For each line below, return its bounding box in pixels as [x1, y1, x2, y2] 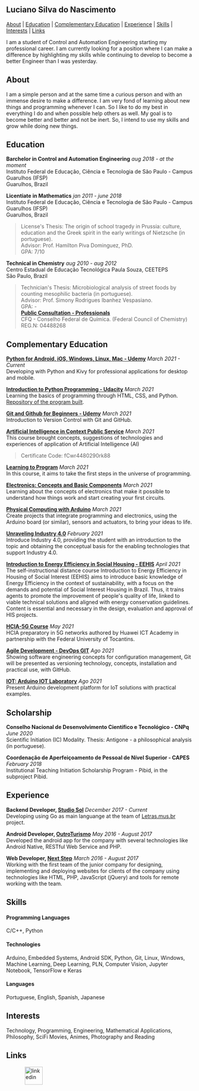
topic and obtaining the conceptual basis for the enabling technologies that [6, 543, 190, 550]
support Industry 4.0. [6, 549, 58, 557]
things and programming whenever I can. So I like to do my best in [6, 103, 168, 110]
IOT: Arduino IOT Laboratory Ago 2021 [6, 678, 102, 685]
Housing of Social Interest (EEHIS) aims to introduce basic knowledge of [6, 573, 183, 580]
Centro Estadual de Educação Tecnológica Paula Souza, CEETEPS [6, 266, 168, 273]
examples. [6, 690, 31, 697]
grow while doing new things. [6, 122, 78, 129]
